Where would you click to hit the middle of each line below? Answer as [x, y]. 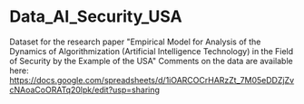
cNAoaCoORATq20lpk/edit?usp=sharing [85, 90]
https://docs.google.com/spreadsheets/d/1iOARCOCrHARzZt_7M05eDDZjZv [152, 80]
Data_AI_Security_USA [96, 17]
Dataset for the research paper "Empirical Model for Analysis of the [135, 42]
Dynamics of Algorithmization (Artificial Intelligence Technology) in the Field [152, 51]
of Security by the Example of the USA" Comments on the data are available [151, 61]
